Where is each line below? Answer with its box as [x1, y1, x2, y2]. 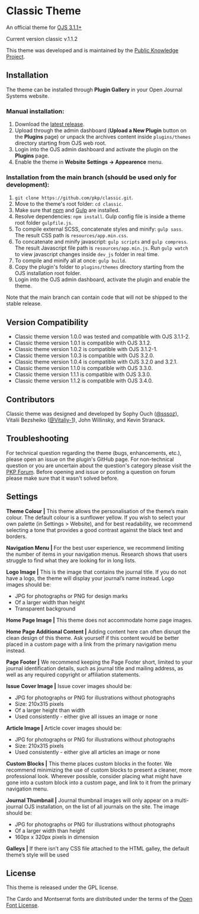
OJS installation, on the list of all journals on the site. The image [24, 802, 179, 810]
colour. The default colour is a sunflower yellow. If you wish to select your [6, 514, 186, 521]
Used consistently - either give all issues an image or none [14, 713, 158, 720]
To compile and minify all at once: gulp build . [14, 257, 127, 265]
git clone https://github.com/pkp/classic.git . [14, 194, 133, 201]
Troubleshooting [6, 434, 69, 444]
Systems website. [6, 92, 49, 99]
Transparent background [14, 605, 76, 612]
